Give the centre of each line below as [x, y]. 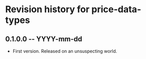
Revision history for [47, 9]
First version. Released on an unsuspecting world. [65, 51]
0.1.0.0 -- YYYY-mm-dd [44, 39]
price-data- [116, 9]
